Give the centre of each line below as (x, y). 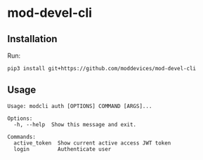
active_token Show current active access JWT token (92, 143)
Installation (32, 39)
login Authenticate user (63, 149)
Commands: (22, 137)
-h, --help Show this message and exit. (75, 124)
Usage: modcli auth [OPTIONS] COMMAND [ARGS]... (80, 106)
